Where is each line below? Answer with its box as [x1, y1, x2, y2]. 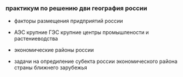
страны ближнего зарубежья [13, 64, 87, 71]
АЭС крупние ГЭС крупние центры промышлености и [13, 29, 149, 36]
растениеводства [13, 35, 58, 42]
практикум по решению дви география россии [5, 4, 147, 12]
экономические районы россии [13, 46, 94, 53]
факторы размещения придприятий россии [13, 18, 124, 25]
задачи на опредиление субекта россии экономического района [13, 58, 178, 65]
